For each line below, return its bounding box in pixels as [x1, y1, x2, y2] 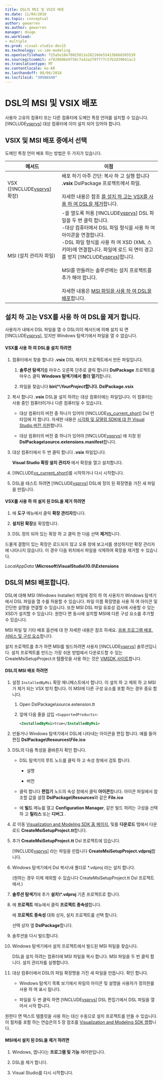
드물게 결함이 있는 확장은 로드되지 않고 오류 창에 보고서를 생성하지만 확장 [5, 541, 142, 547]
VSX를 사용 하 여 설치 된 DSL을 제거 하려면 [5, 498, 85, 504]
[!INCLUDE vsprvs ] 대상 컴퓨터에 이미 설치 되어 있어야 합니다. [5, 120, 122, 127]
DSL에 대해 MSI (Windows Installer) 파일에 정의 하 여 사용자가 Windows [5, 592, 144, 598]
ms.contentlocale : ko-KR [5, 66, 55, 71]
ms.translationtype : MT [5, 61, 53, 66]
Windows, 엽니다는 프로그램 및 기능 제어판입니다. [12, 1049, 106, 1055]
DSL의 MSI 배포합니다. [5, 578, 70, 587]
